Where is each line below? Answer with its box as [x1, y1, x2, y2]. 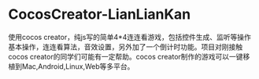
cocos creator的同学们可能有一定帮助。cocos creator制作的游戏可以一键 [8, 52, 243, 61]
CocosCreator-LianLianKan [8, 5, 191, 23]
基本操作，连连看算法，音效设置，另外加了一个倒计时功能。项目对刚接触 [8, 41, 242, 52]
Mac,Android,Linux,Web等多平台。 [21, 61, 135, 71]
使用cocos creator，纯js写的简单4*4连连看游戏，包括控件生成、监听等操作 [8, 32, 252, 41]
